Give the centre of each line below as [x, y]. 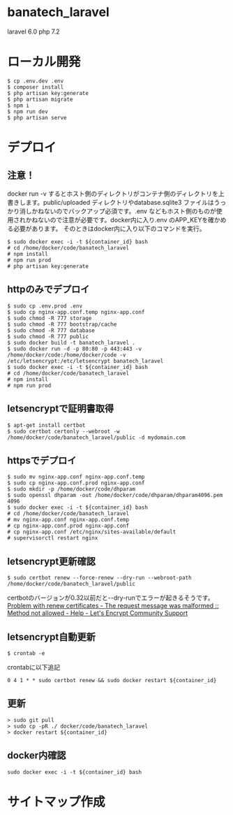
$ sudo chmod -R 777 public [48, 336]
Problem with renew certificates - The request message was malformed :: [113, 606]
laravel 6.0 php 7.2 [34, 31]
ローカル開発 [44, 62]
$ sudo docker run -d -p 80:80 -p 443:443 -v [74, 349]
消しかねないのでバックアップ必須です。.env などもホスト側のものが [118, 211]
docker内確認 [37, 756]
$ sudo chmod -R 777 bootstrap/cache [62, 324]
